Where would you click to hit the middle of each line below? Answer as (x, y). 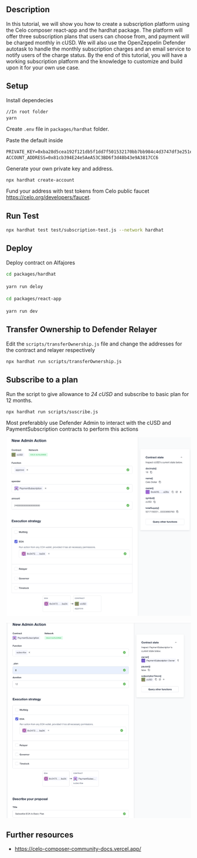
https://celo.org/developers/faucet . (48, 197)
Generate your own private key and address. (60, 169)
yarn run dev (22, 311)
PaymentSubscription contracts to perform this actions (72, 429)
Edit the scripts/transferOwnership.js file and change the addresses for (94, 344)
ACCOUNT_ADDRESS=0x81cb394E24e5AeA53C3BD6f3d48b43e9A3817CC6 (82, 158)
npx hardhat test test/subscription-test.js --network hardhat (85, 230)
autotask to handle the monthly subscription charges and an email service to (98, 49)
